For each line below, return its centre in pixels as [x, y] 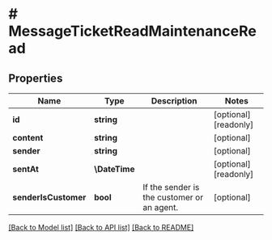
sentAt [25, 169]
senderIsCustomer [49, 197]
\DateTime [115, 169]
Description [174, 101]
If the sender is [171, 187]
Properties [36, 78]
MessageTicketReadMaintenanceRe [132, 31]
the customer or [173, 197]
